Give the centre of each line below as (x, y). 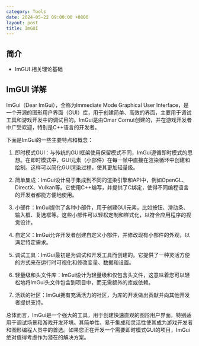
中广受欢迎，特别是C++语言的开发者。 (53, 127)
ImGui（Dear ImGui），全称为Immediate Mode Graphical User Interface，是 (97, 105)
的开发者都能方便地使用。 (46, 195)
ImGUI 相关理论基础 (39, 69)
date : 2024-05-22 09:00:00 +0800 (47, 17)
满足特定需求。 (33, 242)
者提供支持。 (30, 302)
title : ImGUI (22, 28)
